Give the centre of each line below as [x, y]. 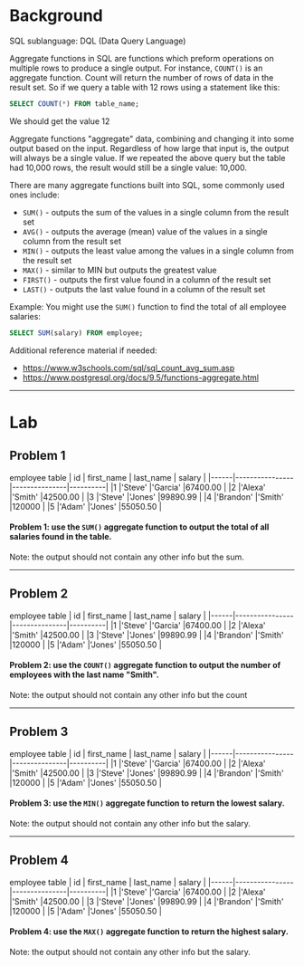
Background [56, 16]
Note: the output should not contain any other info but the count [128, 694]
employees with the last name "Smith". [85, 674]
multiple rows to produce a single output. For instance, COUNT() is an [136, 68]
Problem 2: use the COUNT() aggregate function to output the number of [145, 665]
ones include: [35, 195]
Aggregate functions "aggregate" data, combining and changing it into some [152, 139]
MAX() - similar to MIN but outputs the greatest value [119, 270]
